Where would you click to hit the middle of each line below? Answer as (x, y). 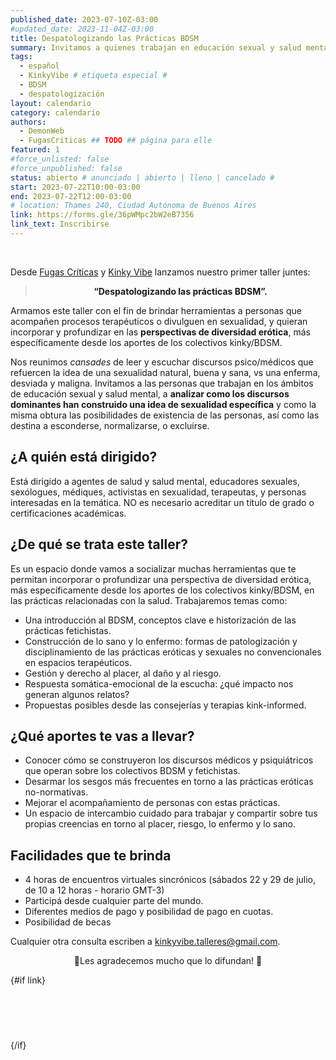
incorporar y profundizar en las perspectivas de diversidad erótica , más (160, 332)
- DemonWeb (42, 131)
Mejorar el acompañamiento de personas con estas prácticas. (152, 803)
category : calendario (55, 112)
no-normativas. (56, 792)
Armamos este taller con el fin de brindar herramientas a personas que (156, 310)
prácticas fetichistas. (68, 630)
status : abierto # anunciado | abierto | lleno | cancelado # (142, 177)
